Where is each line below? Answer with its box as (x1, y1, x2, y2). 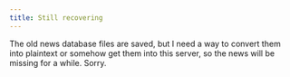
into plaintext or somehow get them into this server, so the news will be (9, 47, 275, 59)
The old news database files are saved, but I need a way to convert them (9, 38, 281, 49)
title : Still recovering (9, 13, 103, 23)
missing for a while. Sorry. (9, 57, 107, 68)
